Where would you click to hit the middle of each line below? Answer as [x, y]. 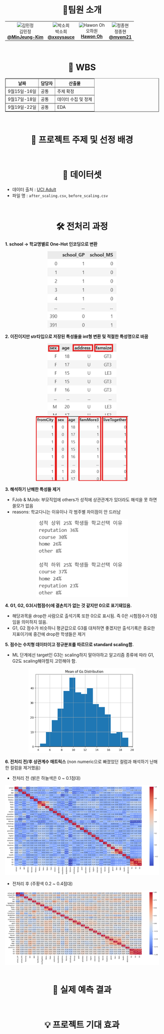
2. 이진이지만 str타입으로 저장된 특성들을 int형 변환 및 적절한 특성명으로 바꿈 [77, 336]
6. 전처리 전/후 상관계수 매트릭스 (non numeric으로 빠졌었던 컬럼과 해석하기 [77, 762]
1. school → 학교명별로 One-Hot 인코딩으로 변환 [51, 244]
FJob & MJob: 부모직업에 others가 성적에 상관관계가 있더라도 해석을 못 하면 [84, 500]
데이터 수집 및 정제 [75, 99]
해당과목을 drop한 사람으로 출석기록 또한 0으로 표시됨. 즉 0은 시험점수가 [81, 616]
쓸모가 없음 [23, 506]
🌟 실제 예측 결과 [82, 990]
